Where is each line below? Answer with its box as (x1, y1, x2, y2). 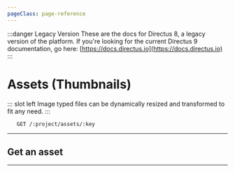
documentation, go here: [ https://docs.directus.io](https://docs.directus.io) (7, 44, 222, 53)
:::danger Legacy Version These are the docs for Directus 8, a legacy (7, 29, 206, 38)
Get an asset (7, 146, 64, 158)
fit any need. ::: (7, 106, 51, 116)
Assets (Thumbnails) (7, 76, 131, 92)
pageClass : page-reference (7, 10, 86, 18)
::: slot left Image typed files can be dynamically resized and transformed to (7, 99, 225, 108)
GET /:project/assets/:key (16, 120, 96, 127)
